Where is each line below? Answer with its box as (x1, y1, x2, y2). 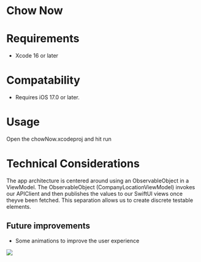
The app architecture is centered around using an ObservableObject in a (6, 177, 189, 184)
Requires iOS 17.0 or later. (15, 94, 80, 101)
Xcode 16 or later (15, 52, 59, 59)
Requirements (6, 32, 80, 46)
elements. (6, 203, 32, 210)
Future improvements (6, 221, 91, 231)
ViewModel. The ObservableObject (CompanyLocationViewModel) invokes (6, 183, 195, 190)
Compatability (6, 73, 81, 88)
